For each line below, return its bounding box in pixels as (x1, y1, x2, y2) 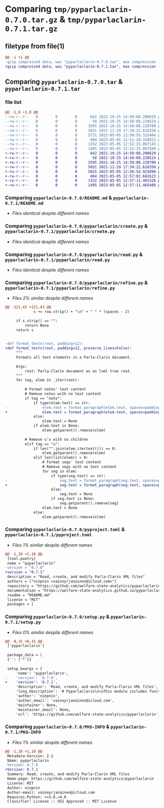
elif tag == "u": (24, 441, 60, 447)
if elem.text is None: (33, 423, 80, 429)
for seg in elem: (42, 469, 78, 474)
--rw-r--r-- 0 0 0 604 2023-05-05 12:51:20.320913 (5, 137, 156, 142)
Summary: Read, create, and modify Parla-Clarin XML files (7, 772, 130, 777)
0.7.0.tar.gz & (5, 14, 66, 25)
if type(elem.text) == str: (33, 401, 91, 405)
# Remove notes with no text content (24, 391, 102, 396)
